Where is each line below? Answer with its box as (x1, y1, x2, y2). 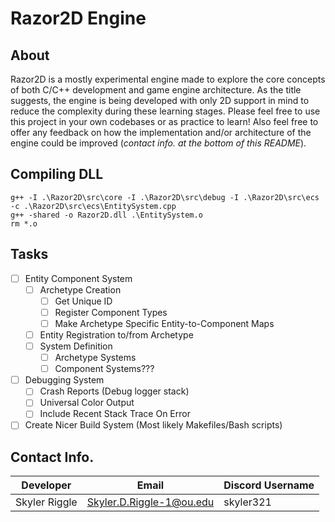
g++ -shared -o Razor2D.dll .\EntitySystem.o (10, 210, 203, 220)
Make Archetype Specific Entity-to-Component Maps (54, 317, 275, 329)
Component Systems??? (54, 363, 155, 375)
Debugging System (24, 374, 105, 386)
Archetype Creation (39, 283, 122, 296)
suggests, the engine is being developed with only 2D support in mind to (10, 95, 310, 106)
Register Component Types (54, 306, 168, 318)
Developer (21, 478, 72, 492)
